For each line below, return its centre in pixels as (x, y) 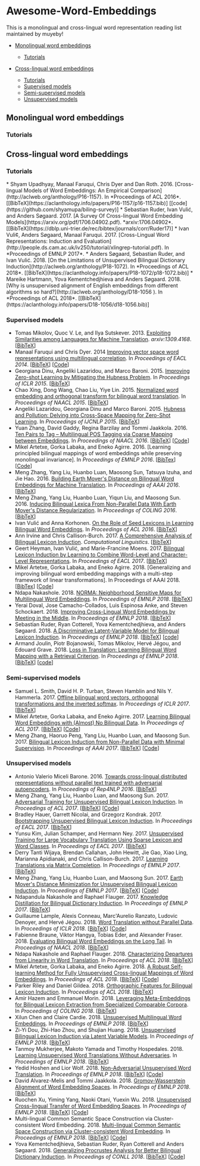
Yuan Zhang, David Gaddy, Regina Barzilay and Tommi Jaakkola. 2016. (101, 428)
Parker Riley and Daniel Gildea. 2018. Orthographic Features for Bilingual (104, 985)
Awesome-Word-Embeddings (81, 11)
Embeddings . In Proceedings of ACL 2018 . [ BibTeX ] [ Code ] (87, 979)
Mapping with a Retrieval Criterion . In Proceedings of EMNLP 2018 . (97, 656)
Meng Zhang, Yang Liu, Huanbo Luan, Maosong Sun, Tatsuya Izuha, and (103, 472)
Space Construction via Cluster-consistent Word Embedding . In (93, 1131)
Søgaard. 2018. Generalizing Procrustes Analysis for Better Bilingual (98, 1150)
